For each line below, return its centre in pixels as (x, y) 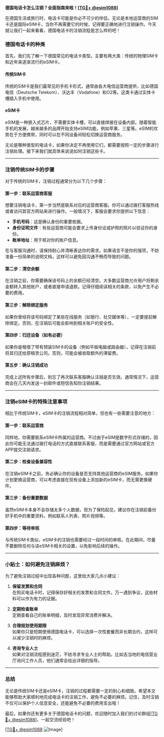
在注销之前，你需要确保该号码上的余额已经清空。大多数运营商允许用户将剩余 (82, 280)
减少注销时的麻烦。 (36, 638)
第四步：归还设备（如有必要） (35, 335)
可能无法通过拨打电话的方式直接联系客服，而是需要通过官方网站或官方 (84, 443)
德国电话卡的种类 (25, 44)
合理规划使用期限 (29, 626)
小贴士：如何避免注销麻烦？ (38, 564)
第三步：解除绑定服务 (26, 305)
